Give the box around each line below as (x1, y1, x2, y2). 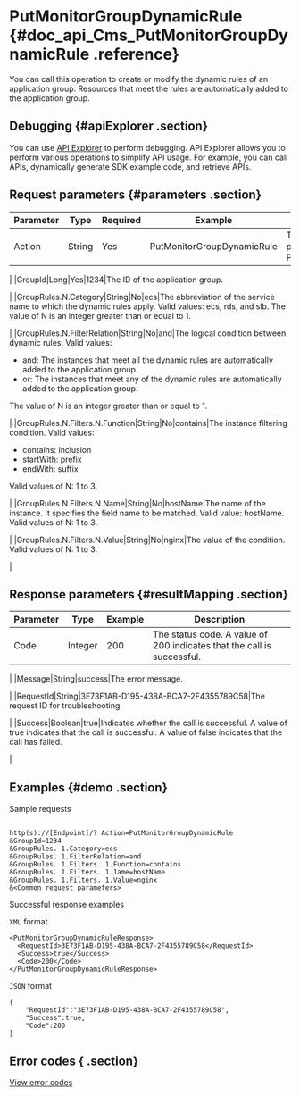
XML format (9, 916, 48, 927)
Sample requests (9, 804, 71, 815)
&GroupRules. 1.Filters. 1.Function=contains (9, 860, 181, 869)
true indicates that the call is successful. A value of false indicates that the (9, 727, 283, 738)
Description (194, 614, 246, 626)
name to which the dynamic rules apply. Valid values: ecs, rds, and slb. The (9, 301, 286, 312)
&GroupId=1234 (9, 837, 62, 846)
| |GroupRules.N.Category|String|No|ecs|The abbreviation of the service (9, 291, 275, 302)
